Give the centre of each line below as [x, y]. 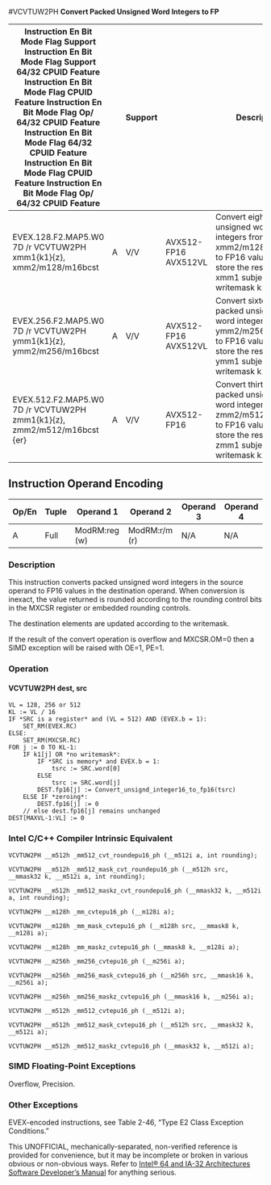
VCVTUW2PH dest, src [48, 688]
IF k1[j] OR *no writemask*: [72, 754]
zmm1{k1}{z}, [39, 420]
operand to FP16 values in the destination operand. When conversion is [127, 591]
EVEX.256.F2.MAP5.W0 [58, 321]
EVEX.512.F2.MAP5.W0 [58, 399]
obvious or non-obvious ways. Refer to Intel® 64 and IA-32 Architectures [129, 1164]
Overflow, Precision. [42, 1084]
